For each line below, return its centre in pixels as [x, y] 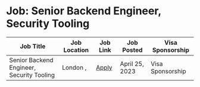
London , [74, 67]
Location [76, 50]
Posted [132, 50]
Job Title [33, 46]
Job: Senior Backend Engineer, [84, 11]
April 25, [132, 64]
